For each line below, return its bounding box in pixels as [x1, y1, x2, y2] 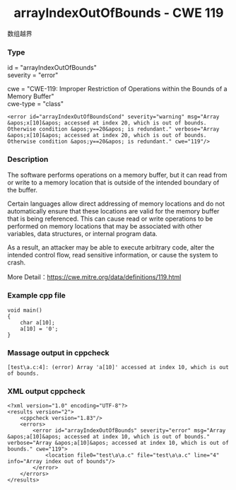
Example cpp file [7, 291, 66, 301]
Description [7, 154, 49, 164]
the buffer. [7, 185, 37, 194]
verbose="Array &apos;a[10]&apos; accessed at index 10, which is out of [7, 440, 230, 447]
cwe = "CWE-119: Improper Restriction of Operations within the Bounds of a [7, 85, 228, 93]
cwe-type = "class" [7, 100, 64, 108]
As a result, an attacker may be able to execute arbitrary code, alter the [7, 243, 215, 252]
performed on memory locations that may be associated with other [7, 221, 202, 231]
